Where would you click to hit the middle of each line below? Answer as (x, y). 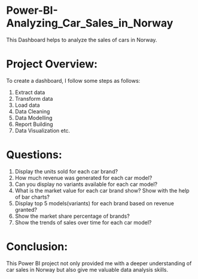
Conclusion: (37, 247)
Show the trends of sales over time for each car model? (83, 222)
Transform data (34, 98)
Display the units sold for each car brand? (66, 171)
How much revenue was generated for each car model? (83, 178)
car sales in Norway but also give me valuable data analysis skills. (87, 269)
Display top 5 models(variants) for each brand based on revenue (95, 203)
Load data (27, 105)
